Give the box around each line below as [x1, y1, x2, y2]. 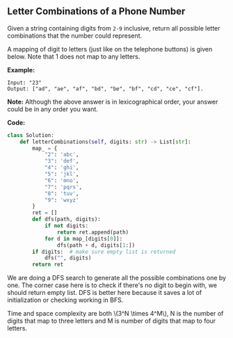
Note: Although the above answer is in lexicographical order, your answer [7, 97, 218, 106]
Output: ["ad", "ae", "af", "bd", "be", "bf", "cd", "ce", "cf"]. [7, 85, 204, 92]
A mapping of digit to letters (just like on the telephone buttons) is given [7, 45, 213, 53]
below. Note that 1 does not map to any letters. [7, 52, 140, 61]
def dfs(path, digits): [32, 216, 101, 223]
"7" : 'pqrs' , [44, 184, 82, 191]
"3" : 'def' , [44, 158, 79, 165]
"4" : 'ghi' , [44, 164, 79, 171]
